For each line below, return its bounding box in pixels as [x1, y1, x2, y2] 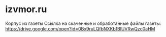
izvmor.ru [5, 4, 47, 15]
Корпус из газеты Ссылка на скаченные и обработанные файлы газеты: [5, 20, 161, 26]
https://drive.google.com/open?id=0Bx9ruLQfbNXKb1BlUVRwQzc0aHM [5, 25, 155, 31]
